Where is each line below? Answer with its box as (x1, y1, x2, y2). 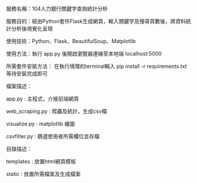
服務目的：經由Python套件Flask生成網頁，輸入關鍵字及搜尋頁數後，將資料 (6, 18, 186, 25)
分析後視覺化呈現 (11, 25, 53, 32)
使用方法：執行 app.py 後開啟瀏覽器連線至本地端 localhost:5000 (6, 50, 162, 57)
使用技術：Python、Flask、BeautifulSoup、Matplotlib (6, 38, 136, 44)
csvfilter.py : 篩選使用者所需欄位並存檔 (6, 133, 100, 140)
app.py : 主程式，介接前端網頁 (6, 95, 80, 102)
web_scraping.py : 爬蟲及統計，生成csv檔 (6, 108, 107, 115)
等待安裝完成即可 (6, 70, 48, 77)
